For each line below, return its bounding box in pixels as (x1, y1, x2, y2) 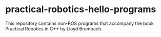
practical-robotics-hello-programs (5, 4, 156, 15)
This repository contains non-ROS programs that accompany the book (5, 20, 154, 26)
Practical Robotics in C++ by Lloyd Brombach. (5, 25, 103, 31)
